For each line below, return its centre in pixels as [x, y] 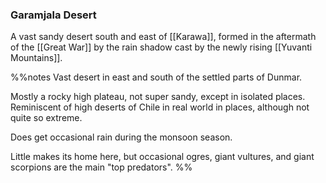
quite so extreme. [46, 118]
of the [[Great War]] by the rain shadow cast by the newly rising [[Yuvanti [161, 47]
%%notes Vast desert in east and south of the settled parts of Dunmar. [156, 77]
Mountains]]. [36, 58]
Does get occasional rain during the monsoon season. [121, 137]
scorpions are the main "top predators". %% [101, 167]
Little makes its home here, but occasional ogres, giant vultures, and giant [162, 157]
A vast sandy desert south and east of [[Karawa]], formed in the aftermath [163, 37]
